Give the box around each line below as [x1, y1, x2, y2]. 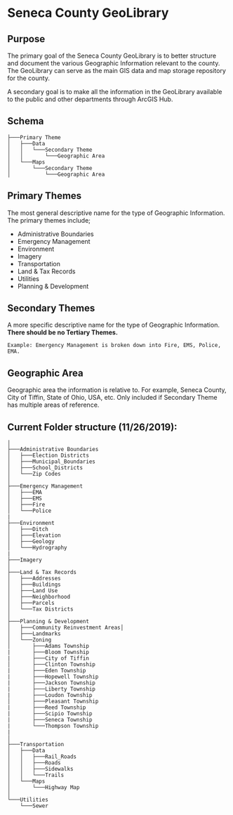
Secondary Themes [7, 302, 95, 314]
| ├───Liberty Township [7, 686, 96, 693]
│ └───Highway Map [7, 784, 80, 791]
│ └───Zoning [7, 637, 52, 644]
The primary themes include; [7, 216, 91, 224]
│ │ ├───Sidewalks [7, 766, 74, 773]
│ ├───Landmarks [7, 630, 61, 637]
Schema [7, 115, 44, 127]
